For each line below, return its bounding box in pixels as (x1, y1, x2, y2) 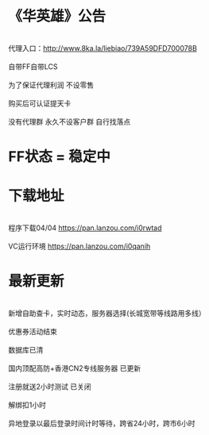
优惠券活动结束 (8, 327, 57, 336)
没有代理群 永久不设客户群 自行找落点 (8, 117, 131, 126)
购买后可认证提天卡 (8, 98, 72, 108)
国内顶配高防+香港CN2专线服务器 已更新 (8, 364, 141, 373)
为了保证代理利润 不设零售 (8, 80, 94, 90)
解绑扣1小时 (8, 400, 46, 410)
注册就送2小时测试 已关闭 (8, 382, 91, 391)
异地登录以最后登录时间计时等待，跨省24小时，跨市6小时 (8, 418, 196, 428)
